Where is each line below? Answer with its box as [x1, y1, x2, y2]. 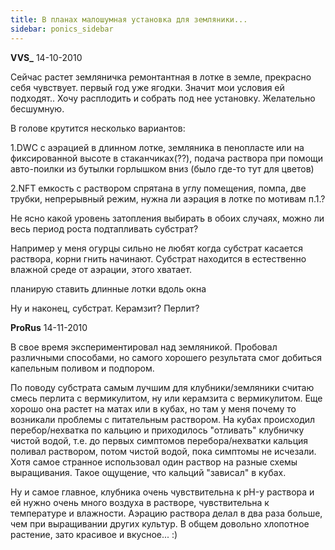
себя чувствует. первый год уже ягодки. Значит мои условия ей [10, 81, 285, 93]
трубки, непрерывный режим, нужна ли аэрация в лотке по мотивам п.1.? [10, 192, 326, 205]
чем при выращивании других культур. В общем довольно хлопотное [10, 517, 310, 530]
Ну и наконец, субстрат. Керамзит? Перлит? [10, 302, 200, 314]
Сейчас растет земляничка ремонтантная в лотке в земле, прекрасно [10, 71, 312, 83]
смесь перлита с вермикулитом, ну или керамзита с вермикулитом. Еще [10, 392, 323, 404]
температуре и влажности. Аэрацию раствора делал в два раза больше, [10, 507, 323, 519]
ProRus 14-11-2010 [10, 321, 88, 333]
